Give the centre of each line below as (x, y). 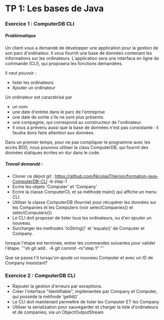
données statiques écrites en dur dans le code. (53, 153)
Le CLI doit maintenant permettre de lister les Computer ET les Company (86, 302)
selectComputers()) (32, 213)
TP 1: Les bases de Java (55, 9)
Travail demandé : (24, 164)
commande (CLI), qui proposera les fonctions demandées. (64, 64)
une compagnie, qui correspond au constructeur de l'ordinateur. (77, 123)
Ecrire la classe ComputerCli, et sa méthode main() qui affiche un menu (84, 192)
